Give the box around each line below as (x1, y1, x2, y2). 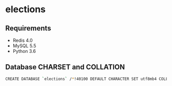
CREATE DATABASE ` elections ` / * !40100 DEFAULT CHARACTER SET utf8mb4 (5, 76, 157, 81)
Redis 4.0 (12, 37, 33, 43)
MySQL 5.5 (12, 43, 36, 49)
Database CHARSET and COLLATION (5, 63, 125, 72)
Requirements (5, 24, 51, 33)
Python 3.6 (12, 48, 36, 54)
